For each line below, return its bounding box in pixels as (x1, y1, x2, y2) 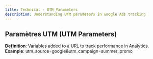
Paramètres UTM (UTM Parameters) (5, 30, 117, 38)
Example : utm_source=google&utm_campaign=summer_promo (5, 48, 133, 54)
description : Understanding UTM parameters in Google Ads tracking (5, 12, 146, 17)
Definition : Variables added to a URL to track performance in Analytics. (5, 43, 149, 49)
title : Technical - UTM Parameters (5, 7, 78, 12)
